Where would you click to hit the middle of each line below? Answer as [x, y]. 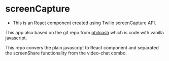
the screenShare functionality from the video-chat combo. [66, 53]
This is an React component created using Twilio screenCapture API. [84, 23]
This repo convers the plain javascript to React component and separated [82, 47]
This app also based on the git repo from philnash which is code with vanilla [84, 32]
